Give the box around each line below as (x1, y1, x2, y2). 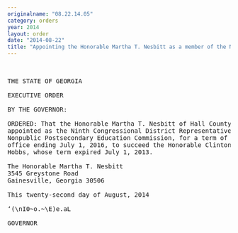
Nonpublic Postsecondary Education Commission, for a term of (7, 134, 228, 142)
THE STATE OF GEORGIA (7, 77, 83, 85)
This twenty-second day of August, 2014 (7, 191, 150, 199)
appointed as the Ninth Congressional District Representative (7, 127, 232, 135)
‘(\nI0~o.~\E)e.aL (7, 205, 72, 213)
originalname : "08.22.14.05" (7, 10, 93, 18)
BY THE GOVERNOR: (7, 106, 67, 114)
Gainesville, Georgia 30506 (7, 177, 105, 185)
